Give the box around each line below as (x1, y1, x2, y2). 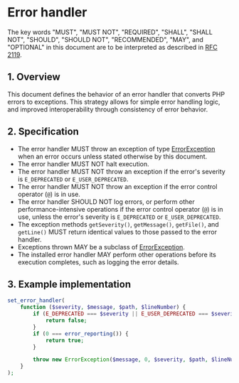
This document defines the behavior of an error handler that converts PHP (7, 90, 225, 98)
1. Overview (7, 71, 60, 83)
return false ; (45, 317, 87, 324)
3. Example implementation (7, 278, 132, 290)
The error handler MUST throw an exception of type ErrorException (17, 144, 216, 153)
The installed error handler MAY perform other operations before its (17, 250, 217, 259)
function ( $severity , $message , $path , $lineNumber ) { (20, 303, 186, 311)
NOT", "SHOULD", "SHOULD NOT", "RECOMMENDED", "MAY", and (7, 35, 204, 43)
